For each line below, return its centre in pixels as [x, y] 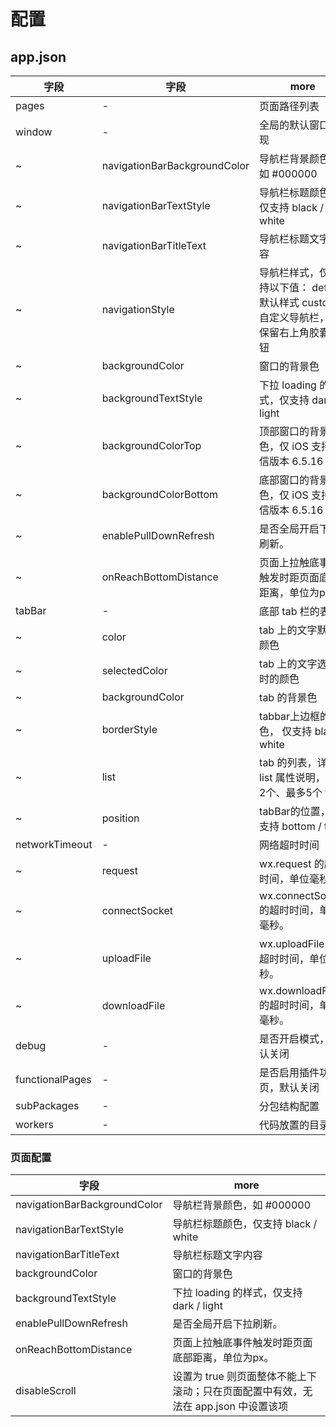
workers [34, 1124]
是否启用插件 [289, 1072]
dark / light [197, 1306]
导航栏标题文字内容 [217, 1255]
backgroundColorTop [151, 445]
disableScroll [46, 1391]
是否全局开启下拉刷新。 [227, 1324]
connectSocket [137, 910]
